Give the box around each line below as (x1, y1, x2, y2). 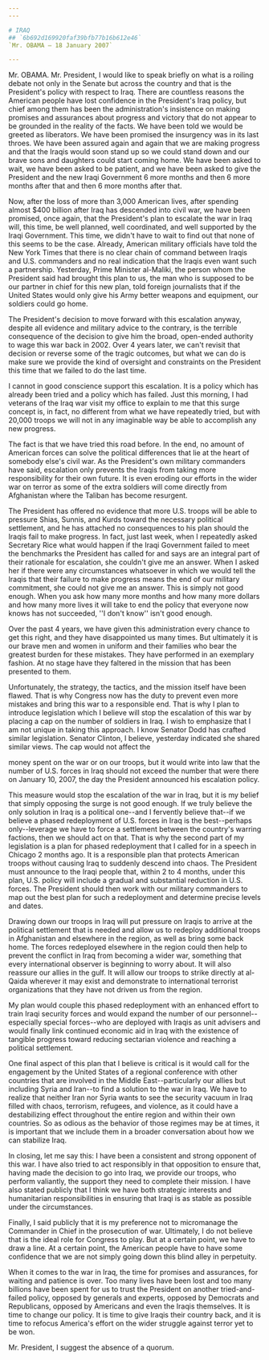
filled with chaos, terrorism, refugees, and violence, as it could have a (8, 1101, 238, 1111)
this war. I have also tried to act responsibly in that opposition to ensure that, (8, 1159, 261, 1169)
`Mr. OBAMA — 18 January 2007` (8, 41, 113, 49)
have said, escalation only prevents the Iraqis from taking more (8, 465, 217, 474)
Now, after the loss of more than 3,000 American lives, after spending (8, 197, 239, 206)
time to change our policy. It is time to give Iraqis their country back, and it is (8, 1310, 261, 1320)
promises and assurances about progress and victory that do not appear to (8, 113, 257, 123)
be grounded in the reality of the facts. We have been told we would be (8, 121, 243, 131)
